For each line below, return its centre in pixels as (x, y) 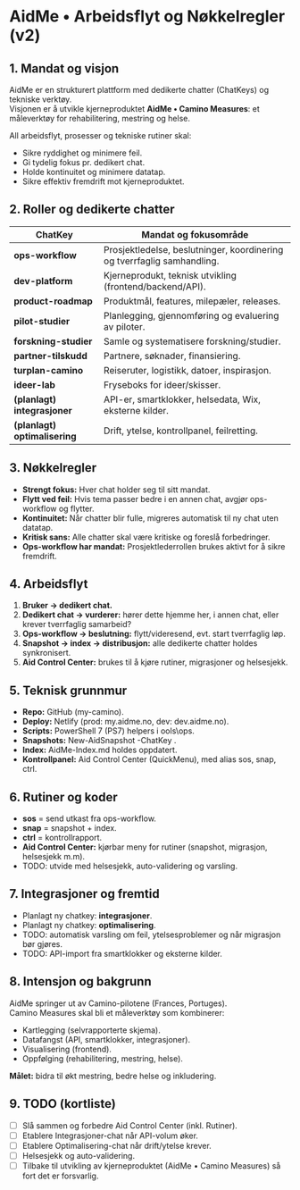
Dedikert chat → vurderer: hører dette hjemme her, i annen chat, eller (150, 615)
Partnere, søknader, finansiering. (172, 356)
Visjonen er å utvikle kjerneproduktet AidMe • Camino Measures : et (135, 109)
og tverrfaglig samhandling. (162, 261)
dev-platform (43, 281)
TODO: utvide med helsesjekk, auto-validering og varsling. (130, 866)
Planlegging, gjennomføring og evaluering (192, 315)
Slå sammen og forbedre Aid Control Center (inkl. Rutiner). (130, 1125)
